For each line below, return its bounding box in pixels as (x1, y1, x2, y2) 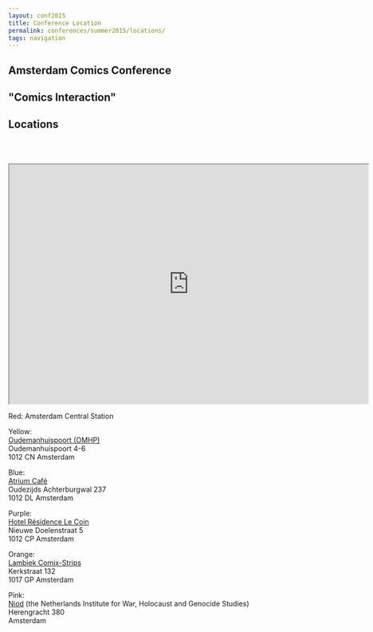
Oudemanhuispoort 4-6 (8, 444, 86, 453)
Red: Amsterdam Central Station (8, 411, 114, 421)
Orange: (8, 549, 35, 559)
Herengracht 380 (8, 607, 65, 617)
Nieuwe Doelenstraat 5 (8, 525, 84, 535)
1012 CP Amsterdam (8, 534, 74, 543)
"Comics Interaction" (8, 91, 117, 105)
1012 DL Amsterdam (8, 492, 74, 503)
